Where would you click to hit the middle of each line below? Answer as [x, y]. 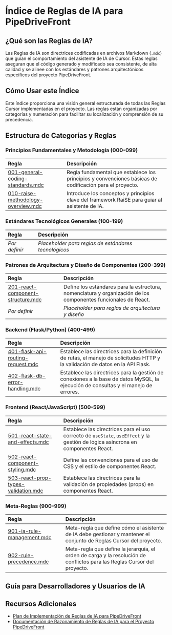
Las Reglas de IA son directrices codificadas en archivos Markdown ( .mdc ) [84, 53]
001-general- [25, 172]
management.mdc [30, 537]
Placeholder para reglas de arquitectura [112, 308]
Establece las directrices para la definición [111, 352]
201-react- [23, 287]
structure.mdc [25, 300]
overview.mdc [25, 206]
